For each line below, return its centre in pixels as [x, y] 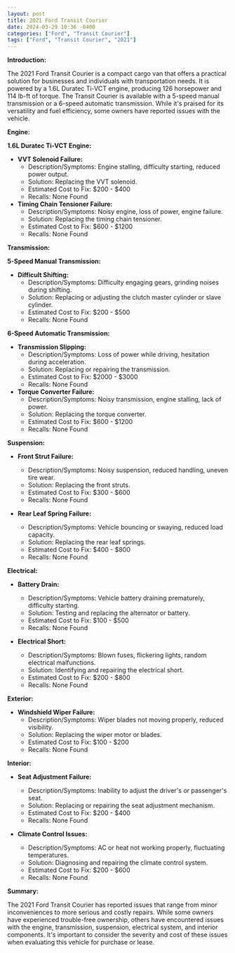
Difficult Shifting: [43, 275]
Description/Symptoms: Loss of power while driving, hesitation [119, 354]
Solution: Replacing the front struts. [79, 485]
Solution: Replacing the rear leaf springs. [87, 542]
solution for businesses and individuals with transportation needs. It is [108, 81]
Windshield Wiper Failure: [56, 712]
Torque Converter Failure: [56, 392]
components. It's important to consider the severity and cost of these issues [117, 935]
